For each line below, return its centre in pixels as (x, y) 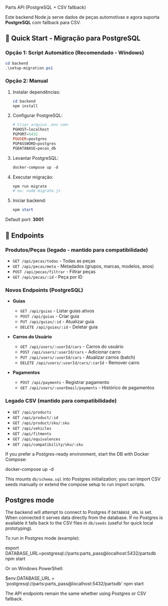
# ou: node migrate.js (36, 191)
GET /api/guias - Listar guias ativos (57, 311)
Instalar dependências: (36, 92)
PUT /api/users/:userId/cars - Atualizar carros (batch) (78, 357)
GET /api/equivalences (36, 439)
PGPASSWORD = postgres (34, 144)
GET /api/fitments (32, 434)
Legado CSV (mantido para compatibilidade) (61, 401)
